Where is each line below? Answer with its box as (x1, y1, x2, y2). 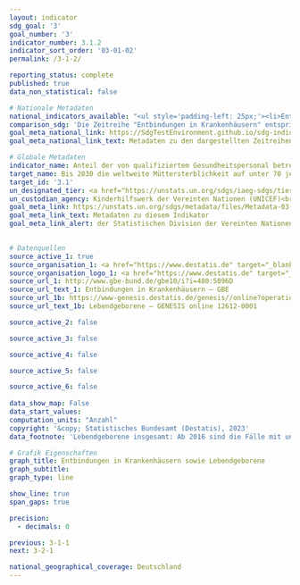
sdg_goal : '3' (9, 21, 62, 30)
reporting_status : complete (9, 71, 114, 80)
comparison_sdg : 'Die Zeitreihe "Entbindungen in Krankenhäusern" (9, 120, 262, 130)
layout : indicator (9, 13, 78, 22)
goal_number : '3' (9, 29, 74, 38)
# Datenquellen (9, 243, 66, 253)
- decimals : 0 (17, 522, 70, 531)
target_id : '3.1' (9, 178, 74, 187)
